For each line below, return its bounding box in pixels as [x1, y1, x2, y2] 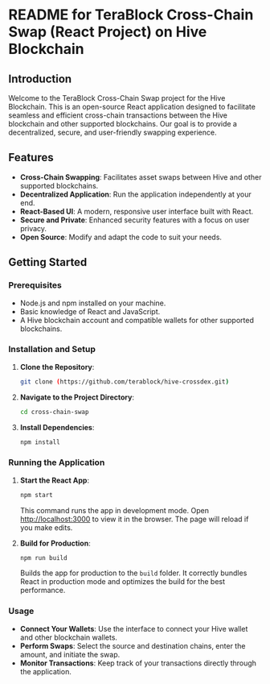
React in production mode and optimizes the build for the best [19, 577, 226, 587]
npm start [19, 491, 54, 499]
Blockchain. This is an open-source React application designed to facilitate [8, 102, 256, 111]
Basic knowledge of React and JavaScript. [19, 306, 161, 316]
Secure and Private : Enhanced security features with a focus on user [19, 215, 250, 225]
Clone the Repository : [19, 362, 95, 371]
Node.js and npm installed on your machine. [19, 298, 166, 308]
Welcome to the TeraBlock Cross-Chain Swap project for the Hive [8, 93, 226, 102]
